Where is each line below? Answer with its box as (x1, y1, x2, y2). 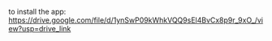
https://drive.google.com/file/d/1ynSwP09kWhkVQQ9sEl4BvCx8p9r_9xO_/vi (8, 15, 264, 25)
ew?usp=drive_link (8, 24, 71, 33)
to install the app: (8, 7, 67, 16)
